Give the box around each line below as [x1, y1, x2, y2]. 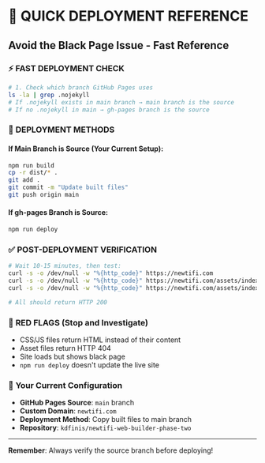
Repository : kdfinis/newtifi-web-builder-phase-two [19, 423, 192, 433]
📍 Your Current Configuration [8, 379, 123, 390]
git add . [8, 176, 41, 184]
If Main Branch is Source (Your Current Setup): [8, 144, 164, 153]
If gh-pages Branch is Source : [8, 208, 109, 217]
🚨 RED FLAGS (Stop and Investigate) [8, 317, 148, 328]
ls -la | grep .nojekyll [8, 91, 90, 99]
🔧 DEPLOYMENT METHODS [8, 124, 115, 135]
